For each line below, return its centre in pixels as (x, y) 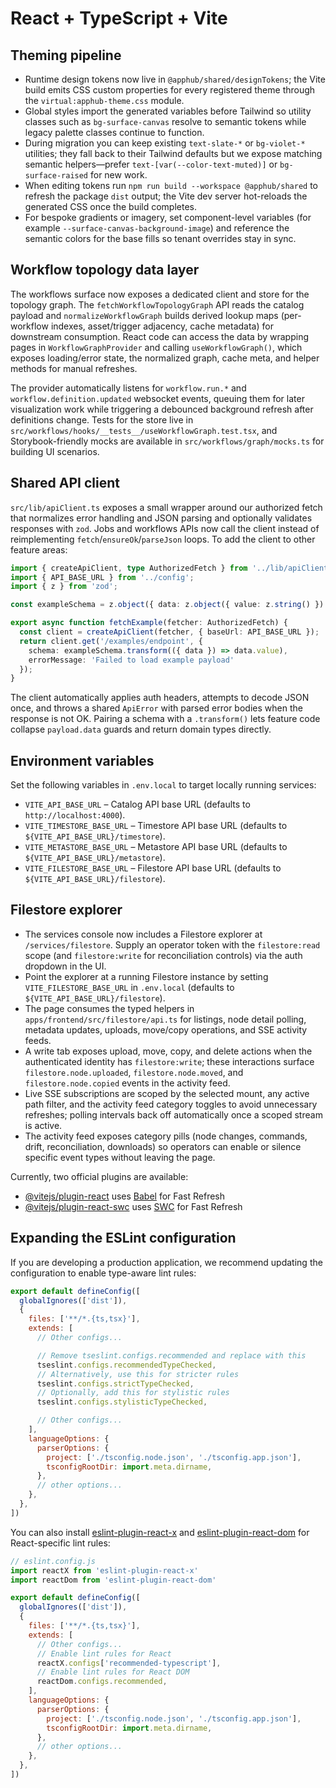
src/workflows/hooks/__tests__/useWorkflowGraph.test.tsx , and (144, 430)
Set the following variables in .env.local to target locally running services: (163, 785)
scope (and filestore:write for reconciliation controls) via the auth (163, 955)
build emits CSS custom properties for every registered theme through (170, 90)
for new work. (118, 175)
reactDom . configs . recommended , (102, 1682)
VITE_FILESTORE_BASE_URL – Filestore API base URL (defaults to (153, 868)
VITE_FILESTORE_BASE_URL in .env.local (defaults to (129, 987)
